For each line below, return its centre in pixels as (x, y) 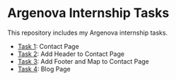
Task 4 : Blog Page (44, 69)
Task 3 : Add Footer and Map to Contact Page (83, 61)
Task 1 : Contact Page (48, 46)
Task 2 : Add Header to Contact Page (71, 54)
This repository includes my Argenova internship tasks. (88, 33)
